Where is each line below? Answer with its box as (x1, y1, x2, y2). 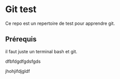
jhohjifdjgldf (5, 68, 30, 74)
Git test (5, 4, 37, 15)
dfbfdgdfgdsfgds (5, 58, 41, 64)
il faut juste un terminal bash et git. (5, 48, 77, 54)
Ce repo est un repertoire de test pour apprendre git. (5, 20, 115, 26)
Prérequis (5, 35, 37, 44)
